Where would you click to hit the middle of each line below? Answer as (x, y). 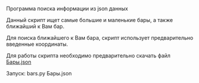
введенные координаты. (37, 44)
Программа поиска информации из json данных (67, 9)
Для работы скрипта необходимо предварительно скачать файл (89, 55)
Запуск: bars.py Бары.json (39, 73)
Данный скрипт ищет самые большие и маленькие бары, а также (90, 20)
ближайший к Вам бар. (35, 26)
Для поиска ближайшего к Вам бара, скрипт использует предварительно (100, 38)
